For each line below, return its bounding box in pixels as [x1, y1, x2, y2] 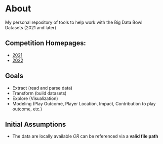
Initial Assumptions [5, 120, 66, 129]
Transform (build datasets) [12, 90, 67, 96]
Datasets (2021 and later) [5, 24, 57, 30]
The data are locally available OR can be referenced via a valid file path [12, 133, 159, 139]
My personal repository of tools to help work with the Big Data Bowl [5, 19, 143, 25]
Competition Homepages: [5, 39, 86, 48]
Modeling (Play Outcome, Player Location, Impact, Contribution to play [12, 100, 156, 106]
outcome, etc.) [12, 106, 42, 112]
